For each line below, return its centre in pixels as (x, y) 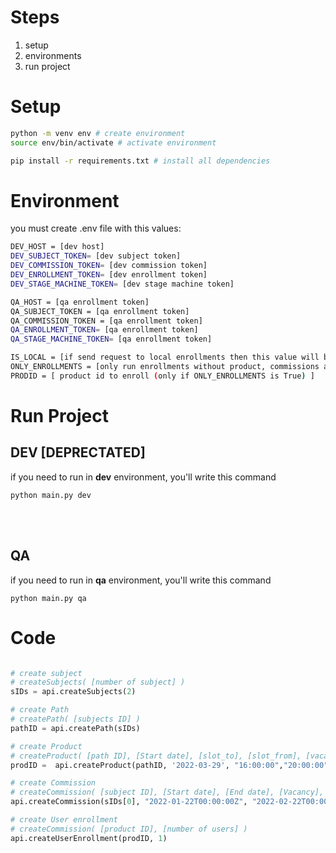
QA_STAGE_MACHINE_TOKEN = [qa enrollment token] (111, 339)
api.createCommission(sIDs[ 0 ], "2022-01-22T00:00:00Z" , (129, 802)
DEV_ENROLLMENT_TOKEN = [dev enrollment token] (109, 275)
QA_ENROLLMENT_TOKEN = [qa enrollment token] (104, 330)
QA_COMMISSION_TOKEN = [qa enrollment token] (106, 321)
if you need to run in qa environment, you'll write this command (141, 580)
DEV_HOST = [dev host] (57, 247)
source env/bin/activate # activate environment (113, 142)
